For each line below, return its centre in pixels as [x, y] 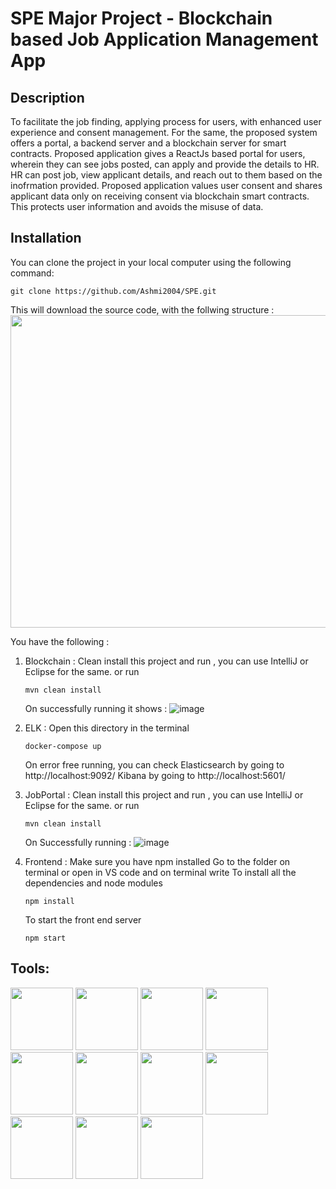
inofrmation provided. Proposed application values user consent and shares [166, 185]
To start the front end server [83, 919]
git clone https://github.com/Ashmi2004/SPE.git [113, 291]
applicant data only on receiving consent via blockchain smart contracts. [160, 196]
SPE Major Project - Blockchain [141, 18]
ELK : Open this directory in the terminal [107, 728]
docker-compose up [63, 746]
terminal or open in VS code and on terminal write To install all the [160, 872]
